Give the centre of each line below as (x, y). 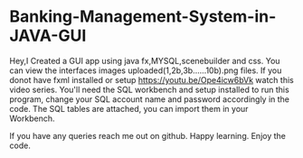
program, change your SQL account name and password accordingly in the (150, 99)
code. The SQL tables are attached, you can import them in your (129, 108)
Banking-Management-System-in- (143, 17)
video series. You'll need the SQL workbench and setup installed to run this (149, 89)
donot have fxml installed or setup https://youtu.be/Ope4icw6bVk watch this (151, 79)
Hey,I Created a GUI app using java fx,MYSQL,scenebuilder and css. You (145, 60)
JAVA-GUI (48, 36)
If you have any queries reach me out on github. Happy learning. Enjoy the (148, 135)
